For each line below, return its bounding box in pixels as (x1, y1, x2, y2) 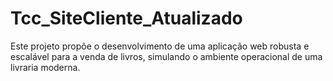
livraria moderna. (10, 61, 81, 73)
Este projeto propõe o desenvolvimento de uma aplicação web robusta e (10, 40, 310, 52)
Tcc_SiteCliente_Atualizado (10, 7, 243, 30)
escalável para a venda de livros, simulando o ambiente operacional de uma (10, 50, 323, 62)
